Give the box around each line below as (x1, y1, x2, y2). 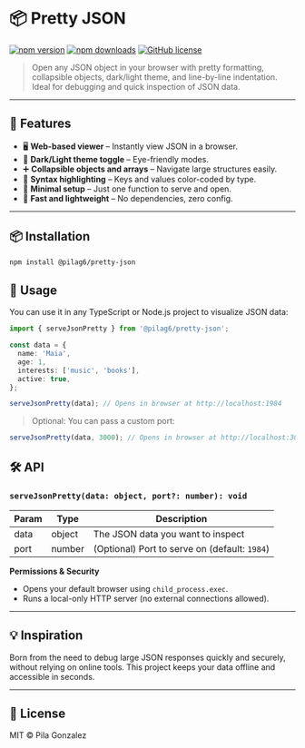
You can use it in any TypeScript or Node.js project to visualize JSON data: (9, 307, 289, 318)
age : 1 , (17, 357, 47, 367)
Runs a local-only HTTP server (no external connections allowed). (22, 593, 270, 604)
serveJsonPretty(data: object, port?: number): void (9, 491, 248, 501)
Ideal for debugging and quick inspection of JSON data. (31, 81, 241, 92)
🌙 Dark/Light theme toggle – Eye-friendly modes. (22, 153, 209, 164)
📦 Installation (9, 229, 91, 244)
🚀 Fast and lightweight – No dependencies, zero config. (22, 192, 233, 203)
